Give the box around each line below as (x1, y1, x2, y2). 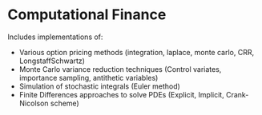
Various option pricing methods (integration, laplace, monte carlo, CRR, (18, 47, 254, 57)
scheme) (50, 98, 79, 108)
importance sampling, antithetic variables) (18, 73, 159, 82)
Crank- (226, 89, 249, 99)
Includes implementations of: (7, 32, 103, 42)
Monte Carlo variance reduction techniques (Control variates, (18, 64, 222, 73)
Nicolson (18, 98, 49, 108)
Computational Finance (7, 6, 167, 24)
